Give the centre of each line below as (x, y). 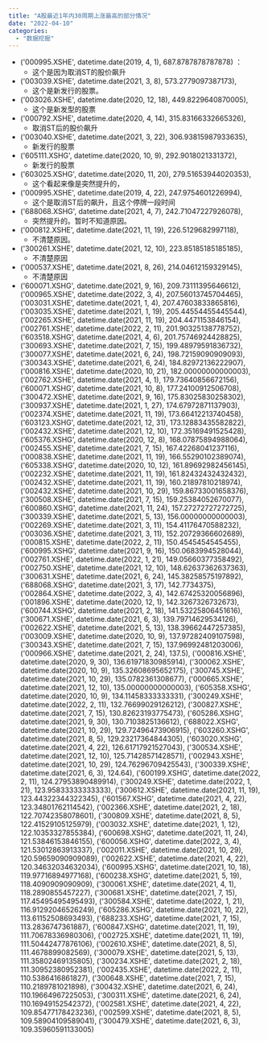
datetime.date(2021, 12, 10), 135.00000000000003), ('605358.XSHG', (136, 688)
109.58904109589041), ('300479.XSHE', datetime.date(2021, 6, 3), (130, 1021)
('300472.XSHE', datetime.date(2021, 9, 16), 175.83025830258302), (133, 397)
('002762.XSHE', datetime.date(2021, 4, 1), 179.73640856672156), (130, 380)
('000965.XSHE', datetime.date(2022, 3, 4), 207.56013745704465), (132, 294)
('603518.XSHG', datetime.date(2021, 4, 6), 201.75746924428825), (131, 337)
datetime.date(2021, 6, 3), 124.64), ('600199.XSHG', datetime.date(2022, (140, 773)
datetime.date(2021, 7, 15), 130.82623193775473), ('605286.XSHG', (132, 714)
